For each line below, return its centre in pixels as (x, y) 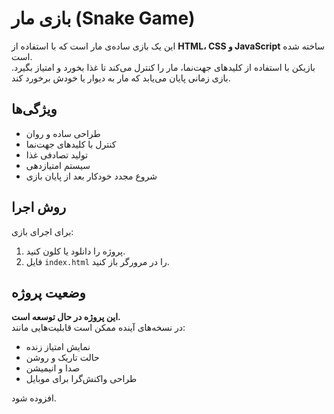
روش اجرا (39, 207)
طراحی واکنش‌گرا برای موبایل (81, 379)
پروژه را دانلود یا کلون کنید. (75, 251)
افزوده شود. (34, 398)
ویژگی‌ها (34, 109)
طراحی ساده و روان (63, 133)
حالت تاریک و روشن (62, 358)
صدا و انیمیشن (53, 368)
